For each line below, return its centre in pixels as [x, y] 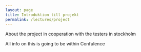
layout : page [19, 10]
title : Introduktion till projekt [42, 15]
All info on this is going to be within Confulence [55, 44]
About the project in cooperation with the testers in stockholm [70, 34]
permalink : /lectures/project [38, 19]
